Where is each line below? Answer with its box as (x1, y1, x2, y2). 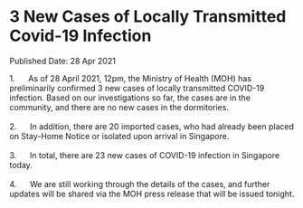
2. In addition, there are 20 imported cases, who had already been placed (9, 120, 295, 132)
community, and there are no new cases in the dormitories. (9, 101, 229, 112)
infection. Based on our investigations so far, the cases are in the (9, 92, 251, 103)
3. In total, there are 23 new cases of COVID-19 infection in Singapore (9, 149, 280, 160)
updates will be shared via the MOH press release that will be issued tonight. (9, 188, 295, 199)
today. (9, 159, 33, 170)
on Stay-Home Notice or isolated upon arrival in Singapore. (9, 130, 230, 141)
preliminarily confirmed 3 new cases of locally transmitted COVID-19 (9, 82, 265, 93)
